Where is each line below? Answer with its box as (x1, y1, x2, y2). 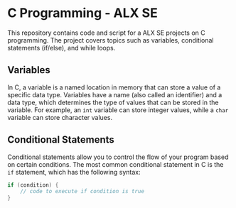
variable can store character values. (7, 113, 112, 121)
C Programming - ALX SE (7, 5, 158, 21)
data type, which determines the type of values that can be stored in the (7, 98, 219, 106)
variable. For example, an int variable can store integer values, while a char (7, 105, 229, 114)
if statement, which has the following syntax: (7, 168, 141, 176)
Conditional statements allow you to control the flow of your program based (7, 153, 229, 161)
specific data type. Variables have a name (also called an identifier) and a (7, 90, 222, 99)
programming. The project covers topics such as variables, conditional (7, 35, 214, 44)
